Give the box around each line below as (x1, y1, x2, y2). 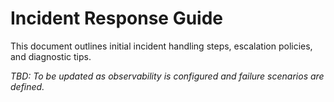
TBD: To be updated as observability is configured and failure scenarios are (10, 70, 325, 82)
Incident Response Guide (10, 7, 224, 30)
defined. (10, 80, 45, 92)
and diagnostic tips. (10, 50, 92, 62)
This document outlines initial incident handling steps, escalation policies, (10, 40, 313, 52)
